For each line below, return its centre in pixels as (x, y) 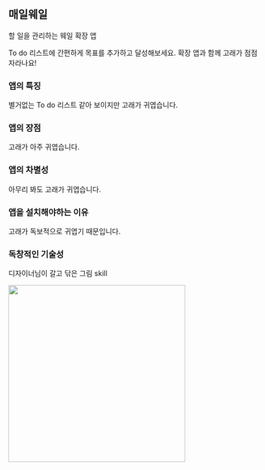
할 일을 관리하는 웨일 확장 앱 (53, 36)
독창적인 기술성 (36, 254)
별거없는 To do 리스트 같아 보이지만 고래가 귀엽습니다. (93, 105)
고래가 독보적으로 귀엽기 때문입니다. (65, 231)
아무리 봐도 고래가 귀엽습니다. (55, 189)
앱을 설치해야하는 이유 (48, 212)
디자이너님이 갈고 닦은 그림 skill (58, 273)
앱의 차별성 (29, 170)
